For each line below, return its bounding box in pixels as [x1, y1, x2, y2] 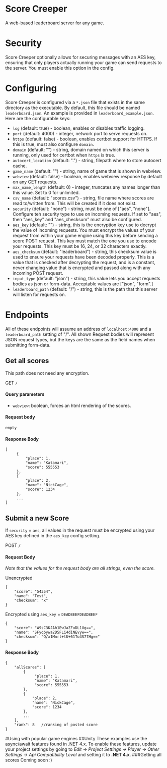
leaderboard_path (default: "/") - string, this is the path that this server [12, 286, 157, 292]
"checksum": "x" [14, 598, 49, 603]
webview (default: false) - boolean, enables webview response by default [12, 173, 162, 179]
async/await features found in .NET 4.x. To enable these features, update [5, 741, 157, 747]
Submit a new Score [5, 514, 69, 523]
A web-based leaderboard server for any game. [5, 20, 104, 26]
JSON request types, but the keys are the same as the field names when [5, 336, 155, 342]
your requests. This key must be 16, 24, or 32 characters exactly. [12, 243, 147, 249]
